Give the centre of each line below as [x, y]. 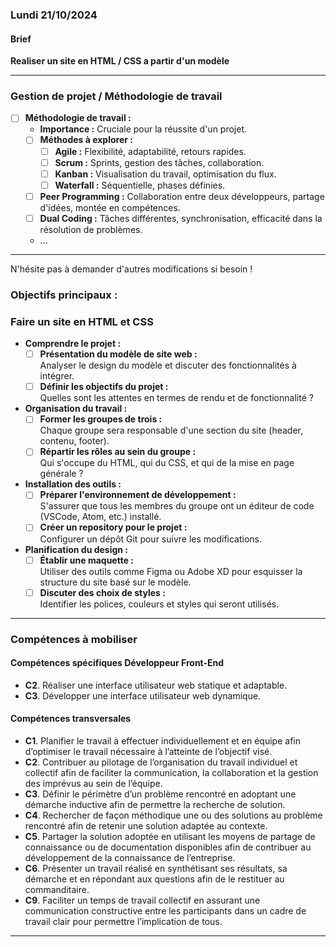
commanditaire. [57, 889]
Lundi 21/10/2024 [54, 15]
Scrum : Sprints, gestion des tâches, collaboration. [159, 162]
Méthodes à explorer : [86, 140]
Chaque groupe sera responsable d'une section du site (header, [171, 430]
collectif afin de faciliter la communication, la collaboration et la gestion [171, 772]
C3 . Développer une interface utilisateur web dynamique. [143, 695]
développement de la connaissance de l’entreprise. [130, 857]
